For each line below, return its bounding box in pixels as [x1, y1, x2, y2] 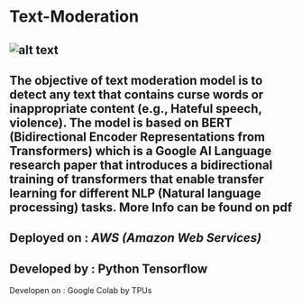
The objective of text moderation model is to [9, 72, 263, 88]
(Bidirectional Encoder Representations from [9, 129, 266, 144]
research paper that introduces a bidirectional [9, 157, 273, 172]
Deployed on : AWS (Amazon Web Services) [9, 230, 262, 245]
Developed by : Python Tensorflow [9, 261, 208, 276]
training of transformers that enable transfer [9, 171, 264, 187]
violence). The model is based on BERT [9, 115, 233, 130]
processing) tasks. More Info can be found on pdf [9, 199, 293, 215]
